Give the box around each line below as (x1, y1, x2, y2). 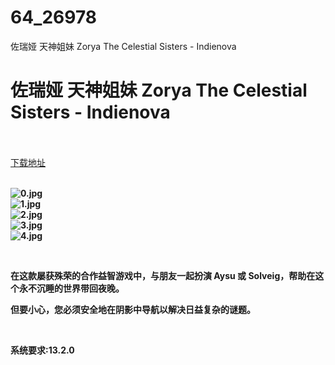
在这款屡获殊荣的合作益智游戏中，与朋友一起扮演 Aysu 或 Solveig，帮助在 (10, 269, 316, 281)
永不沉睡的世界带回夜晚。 (18, 282, 125, 294)
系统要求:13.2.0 (10, 344, 75, 356)
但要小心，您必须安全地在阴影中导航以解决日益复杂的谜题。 (10, 303, 256, 315)
